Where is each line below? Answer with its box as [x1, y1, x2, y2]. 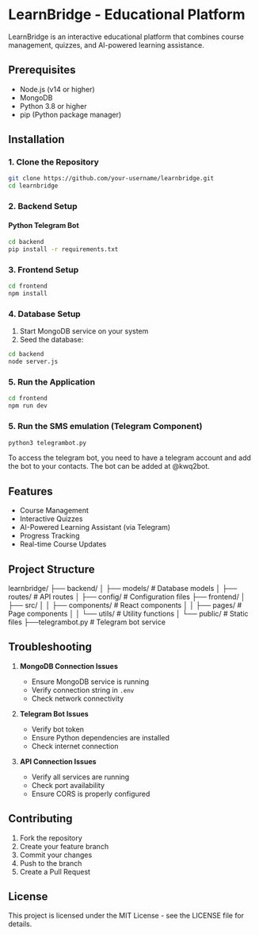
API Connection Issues [19, 756, 97, 766]
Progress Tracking [19, 531, 80, 541]
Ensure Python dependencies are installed [31, 732, 170, 742]
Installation [8, 133, 65, 146]
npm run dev [8, 402, 48, 410]
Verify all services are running [31, 772, 130, 782]
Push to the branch [19, 858, 82, 867]
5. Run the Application [8, 377, 96, 388]
